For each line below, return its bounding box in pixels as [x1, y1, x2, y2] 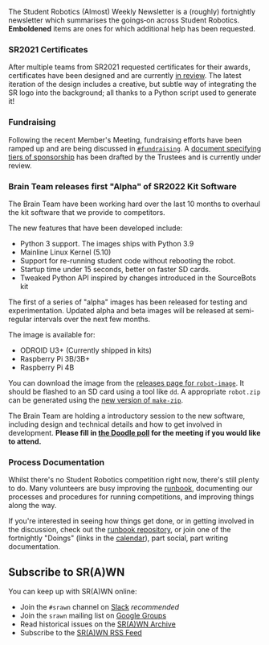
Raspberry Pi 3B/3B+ [19, 354, 91, 363]
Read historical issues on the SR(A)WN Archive [19, 619, 177, 629]
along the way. [8, 501, 57, 511]
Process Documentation [8, 457, 105, 468]
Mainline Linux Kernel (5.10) [19, 247, 112, 257]
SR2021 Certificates [8, 43, 88, 55]
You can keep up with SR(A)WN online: [8, 587, 137, 596]
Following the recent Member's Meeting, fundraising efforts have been [8, 134, 243, 144]
